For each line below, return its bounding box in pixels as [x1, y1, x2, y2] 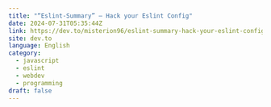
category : [8, 49, 42, 57]
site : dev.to [8, 34, 52, 43]
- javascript [15, 57, 60, 65]
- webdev [15, 72, 45, 80]
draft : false [8, 86, 52, 95]
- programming [15, 79, 63, 87]
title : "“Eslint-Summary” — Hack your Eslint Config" [8, 11, 194, 20]
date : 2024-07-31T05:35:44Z [8, 19, 103, 27]
